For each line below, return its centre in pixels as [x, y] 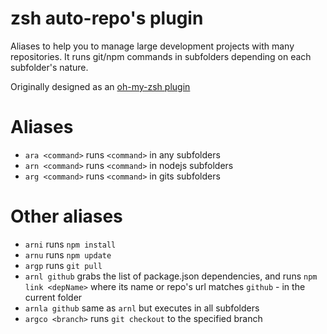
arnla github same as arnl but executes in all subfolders [142, 308]
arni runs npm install [70, 244]
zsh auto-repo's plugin [107, 18]
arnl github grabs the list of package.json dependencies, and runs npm [171, 276]
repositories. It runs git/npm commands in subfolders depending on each [161, 56]
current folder [53, 297]
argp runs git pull [63, 265]
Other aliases [66, 216]
